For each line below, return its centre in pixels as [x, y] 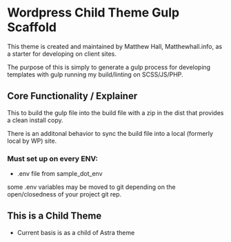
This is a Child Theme [54, 216]
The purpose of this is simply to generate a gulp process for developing [109, 67]
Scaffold [32, 27]
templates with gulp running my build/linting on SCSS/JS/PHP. [96, 74]
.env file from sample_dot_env [60, 174]
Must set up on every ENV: [53, 159]
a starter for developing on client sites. [62, 54]
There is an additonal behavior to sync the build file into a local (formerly [110, 133]
